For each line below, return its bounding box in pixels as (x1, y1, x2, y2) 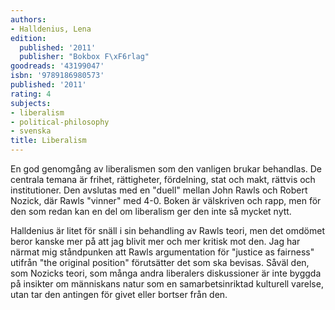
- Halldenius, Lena (10, 24, 92, 34)
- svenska (10, 126, 52, 136)
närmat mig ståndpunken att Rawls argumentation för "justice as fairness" (10, 246, 315, 258)
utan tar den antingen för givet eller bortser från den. (10, 289, 228, 300)
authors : (10, 14, 47, 25)
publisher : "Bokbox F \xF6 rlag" (19, 52, 150, 62)
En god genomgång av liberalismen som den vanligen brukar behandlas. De (10, 163, 323, 175)
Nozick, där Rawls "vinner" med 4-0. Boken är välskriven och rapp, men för (10, 195, 322, 206)
